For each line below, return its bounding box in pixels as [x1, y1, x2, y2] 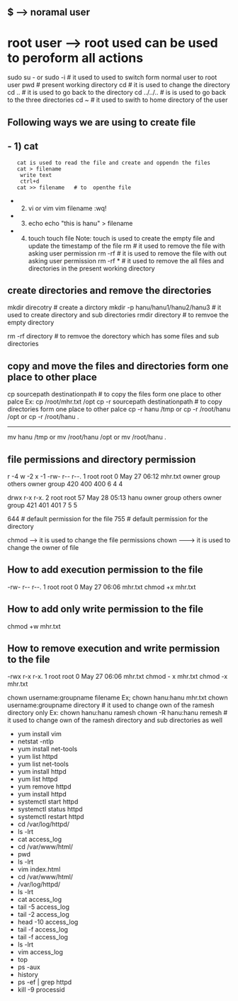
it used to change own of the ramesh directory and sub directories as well [7, 716, 223, 725]
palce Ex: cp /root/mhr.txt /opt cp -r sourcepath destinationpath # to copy [7, 397, 222, 406]
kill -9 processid [17, 985, 65, 994]
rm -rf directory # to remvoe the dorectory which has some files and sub [7, 332, 220, 341]
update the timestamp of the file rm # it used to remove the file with [28, 241, 225, 250]
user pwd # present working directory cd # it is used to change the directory [7, 81, 230, 89]
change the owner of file [7, 543, 79, 551]
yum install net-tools [17, 745, 78, 753]
